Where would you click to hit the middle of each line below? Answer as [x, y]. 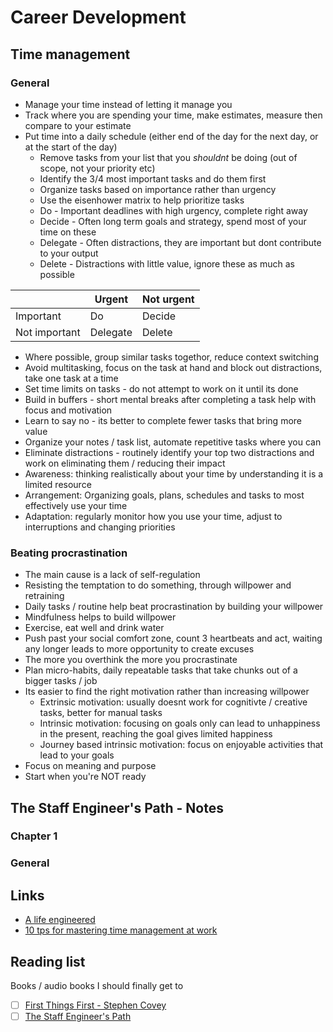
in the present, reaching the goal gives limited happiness [156, 734]
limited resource [58, 484]
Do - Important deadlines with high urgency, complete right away [173, 210]
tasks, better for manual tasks [101, 713]
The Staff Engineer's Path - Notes [117, 807]
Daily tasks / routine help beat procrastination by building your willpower [174, 607]
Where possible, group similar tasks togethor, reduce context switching [171, 357]
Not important [48, 332]
